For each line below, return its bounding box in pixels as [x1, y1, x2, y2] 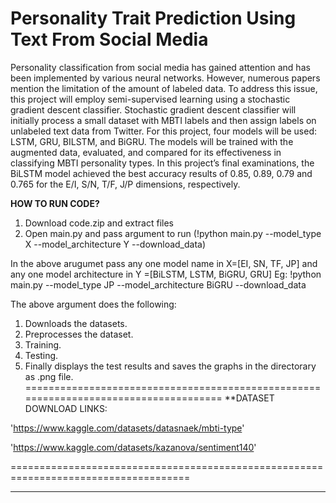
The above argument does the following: [10, 298, 177, 310]
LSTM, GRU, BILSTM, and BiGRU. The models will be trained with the [10, 135, 294, 147]
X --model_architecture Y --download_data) [24, 238, 207, 250]
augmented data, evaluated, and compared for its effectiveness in [10, 146, 282, 158]
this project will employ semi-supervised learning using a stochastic [10, 93, 291, 105]
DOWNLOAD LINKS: [24, 402, 108, 414]
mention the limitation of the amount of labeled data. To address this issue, [10, 82, 318, 94]
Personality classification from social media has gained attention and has [10, 61, 311, 73]
